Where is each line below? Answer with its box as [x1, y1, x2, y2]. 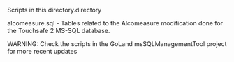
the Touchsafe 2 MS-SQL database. [7, 27, 110, 34]
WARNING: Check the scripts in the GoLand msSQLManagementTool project [7, 40, 227, 48]
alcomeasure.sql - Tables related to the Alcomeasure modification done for [7, 19, 224, 27]
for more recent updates [7, 48, 78, 55]
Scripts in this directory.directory [7, 6, 102, 14]
